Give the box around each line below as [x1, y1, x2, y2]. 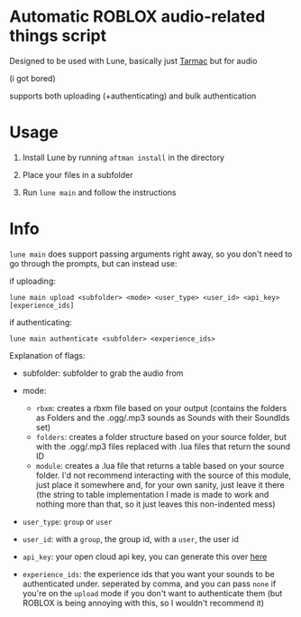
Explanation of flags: [9, 350, 86, 360]
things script [9, 25, 106, 46]
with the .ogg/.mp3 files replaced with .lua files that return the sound [35, 441, 291, 452]
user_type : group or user [22, 516, 113, 527]
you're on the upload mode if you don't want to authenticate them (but [22, 587, 283, 598]
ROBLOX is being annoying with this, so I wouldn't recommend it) [22, 597, 264, 608]
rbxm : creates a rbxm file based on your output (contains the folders [35, 402, 287, 413]
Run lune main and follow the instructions [22, 187, 177, 198]
